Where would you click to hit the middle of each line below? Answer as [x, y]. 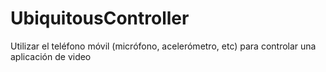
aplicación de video [51, 56]
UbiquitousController [100, 18]
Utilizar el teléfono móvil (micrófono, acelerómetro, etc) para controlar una [163, 46]
